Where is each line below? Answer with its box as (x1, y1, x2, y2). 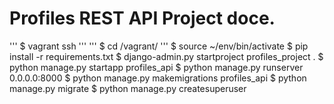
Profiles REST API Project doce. (9, 7, 276, 30)
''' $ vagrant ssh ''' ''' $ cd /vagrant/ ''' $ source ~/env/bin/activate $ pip (9, 40, 309, 52)
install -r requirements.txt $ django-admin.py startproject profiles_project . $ (9, 50, 324, 62)
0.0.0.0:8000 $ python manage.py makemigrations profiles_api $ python (9, 72, 307, 84)
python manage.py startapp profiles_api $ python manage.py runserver (9, 61, 304, 73)
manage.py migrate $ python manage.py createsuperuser (9, 82, 247, 94)
